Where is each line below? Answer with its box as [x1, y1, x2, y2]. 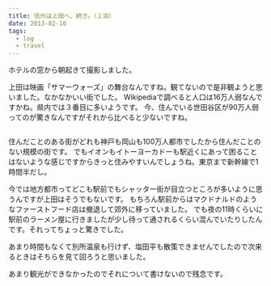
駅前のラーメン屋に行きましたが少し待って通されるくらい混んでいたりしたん [8, 215, 263, 225]
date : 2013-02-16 [8, 19, 67, 27]
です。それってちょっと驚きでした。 [8, 225, 128, 234]
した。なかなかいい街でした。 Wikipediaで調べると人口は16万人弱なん [22, 92, 256, 102]
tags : [8, 27, 27, 35]
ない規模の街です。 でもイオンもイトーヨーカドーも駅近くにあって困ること [8, 147, 257, 157]
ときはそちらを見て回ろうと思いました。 [15, 252, 150, 262]
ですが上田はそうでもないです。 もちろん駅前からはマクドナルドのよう [22, 195, 257, 204]
